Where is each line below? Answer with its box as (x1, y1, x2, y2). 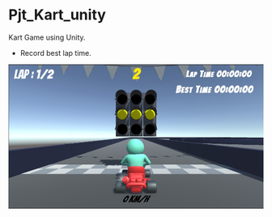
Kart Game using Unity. (8, 32, 87, 42)
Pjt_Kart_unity (8, 6, 107, 24)
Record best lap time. (19, 48, 91, 57)
